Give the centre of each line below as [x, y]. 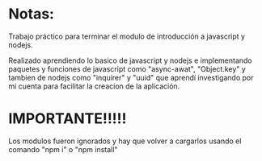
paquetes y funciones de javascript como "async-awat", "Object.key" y [127, 68]
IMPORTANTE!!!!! [68, 119]
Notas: [32, 14]
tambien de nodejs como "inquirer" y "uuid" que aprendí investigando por [131, 77]
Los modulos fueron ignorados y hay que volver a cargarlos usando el [125, 141]
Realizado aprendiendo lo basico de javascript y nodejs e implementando [130, 60]
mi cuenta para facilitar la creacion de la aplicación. [94, 86]
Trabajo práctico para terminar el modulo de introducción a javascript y [127, 36]
